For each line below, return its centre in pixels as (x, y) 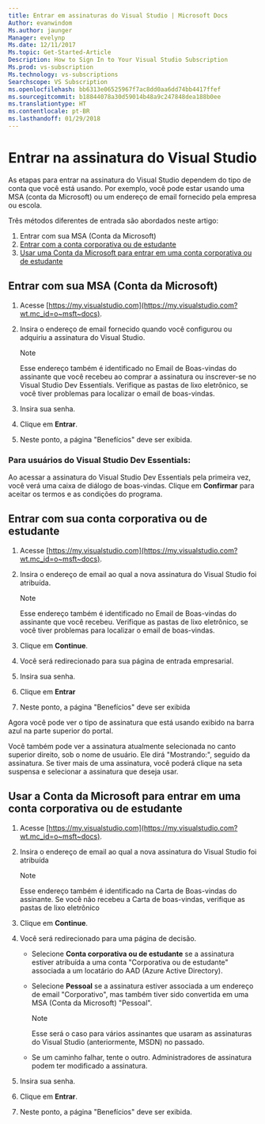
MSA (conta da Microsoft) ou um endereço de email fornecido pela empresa (132, 197)
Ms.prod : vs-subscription (51, 67)
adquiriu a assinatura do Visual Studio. (82, 337)
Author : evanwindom (40, 23)
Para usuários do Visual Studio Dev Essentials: (100, 460)
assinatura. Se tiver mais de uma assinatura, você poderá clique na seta (125, 763)
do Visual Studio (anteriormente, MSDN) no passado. (118, 1042)
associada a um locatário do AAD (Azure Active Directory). (127, 970)
